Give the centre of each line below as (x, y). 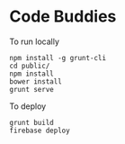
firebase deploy (40, 130)
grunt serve (31, 89)
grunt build (31, 122)
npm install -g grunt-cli (58, 58)
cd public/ (30, 66)
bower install (36, 81)
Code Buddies (63, 17)
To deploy (28, 106)
